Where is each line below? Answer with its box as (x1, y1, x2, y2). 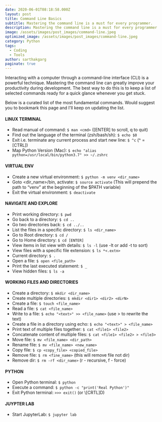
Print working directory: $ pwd (12, 211, 72, 217)
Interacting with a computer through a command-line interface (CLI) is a (5, 75, 149, 81)
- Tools (9, 52, 25, 57)
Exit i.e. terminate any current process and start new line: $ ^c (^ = (12, 137, 145, 143)
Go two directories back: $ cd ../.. (12, 221, 84, 227)
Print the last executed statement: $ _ (12, 263, 87, 269)
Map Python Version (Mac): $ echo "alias (12, 147, 97, 153)
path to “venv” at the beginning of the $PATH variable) (12, 184, 121, 190)
